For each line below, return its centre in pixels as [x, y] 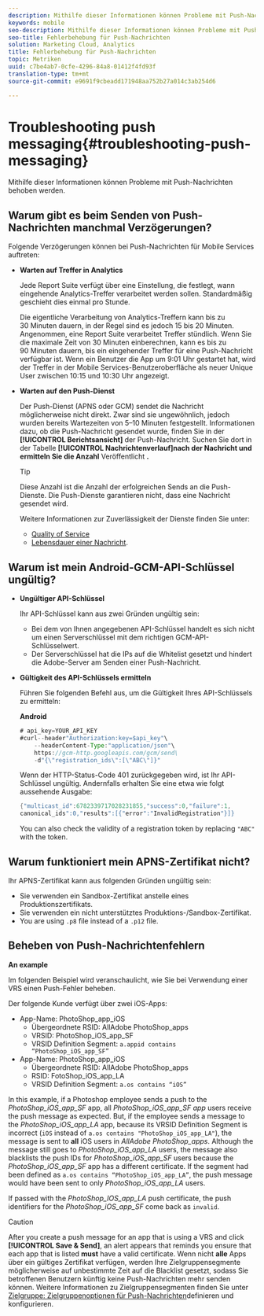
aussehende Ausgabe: [56, 792]
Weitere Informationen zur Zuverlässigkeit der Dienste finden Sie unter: [134, 519]
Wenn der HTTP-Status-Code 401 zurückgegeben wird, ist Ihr [119, 775]
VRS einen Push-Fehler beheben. [62, 988]
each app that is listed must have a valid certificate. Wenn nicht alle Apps [127, 1253]
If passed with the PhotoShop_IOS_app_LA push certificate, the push [120, 1198]
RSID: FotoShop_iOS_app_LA [78, 1075]
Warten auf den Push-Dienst [67, 391]
